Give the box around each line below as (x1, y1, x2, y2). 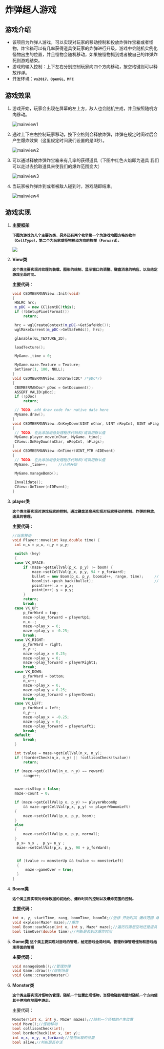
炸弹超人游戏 (5, 4, 57, 16)
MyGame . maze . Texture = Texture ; (14, 362, 81, 368)
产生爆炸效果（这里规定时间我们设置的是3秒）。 (12, 137, 107, 143)
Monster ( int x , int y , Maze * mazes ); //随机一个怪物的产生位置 (12, 1017, 133, 1022)
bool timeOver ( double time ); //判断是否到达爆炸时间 (12, 929, 112, 934)
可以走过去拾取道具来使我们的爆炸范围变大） (12, 163, 102, 169)
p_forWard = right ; (23, 642, 63, 647)
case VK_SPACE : (14, 560, 45, 565)
